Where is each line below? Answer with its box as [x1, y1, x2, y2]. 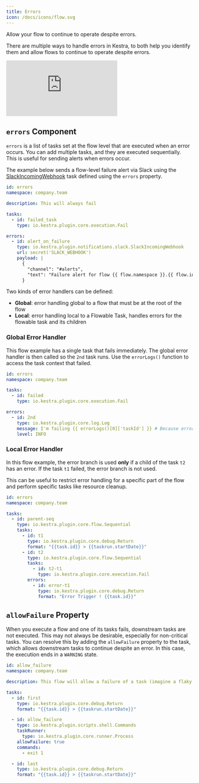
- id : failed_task [11, 216, 57, 223]
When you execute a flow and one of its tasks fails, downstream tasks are [6, 625, 186, 633]
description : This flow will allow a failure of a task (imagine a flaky [6, 679, 192, 685]
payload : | [17, 255, 44, 262]
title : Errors [6, 8, 41, 15]
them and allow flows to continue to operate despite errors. [6, 48, 151, 55]
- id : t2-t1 [32, 566, 62, 572]
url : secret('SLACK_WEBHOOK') [17, 250, 92, 256]
